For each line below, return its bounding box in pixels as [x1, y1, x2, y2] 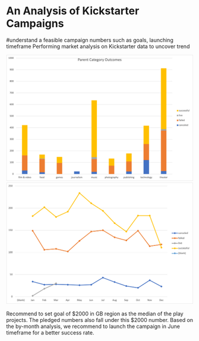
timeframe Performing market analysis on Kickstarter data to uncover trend [6, 43, 190, 50]
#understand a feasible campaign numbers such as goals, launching [6, 36, 173, 43]
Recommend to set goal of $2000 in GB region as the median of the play [6, 310, 184, 317]
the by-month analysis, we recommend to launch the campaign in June [6, 323, 180, 330]
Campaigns [6, 17, 64, 30]
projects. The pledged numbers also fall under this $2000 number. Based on [6, 316, 194, 323]
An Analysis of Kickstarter [6, 4, 140, 18]
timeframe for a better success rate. [6, 329, 94, 336]
